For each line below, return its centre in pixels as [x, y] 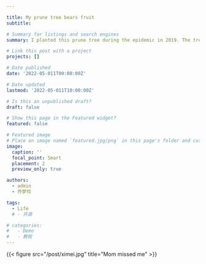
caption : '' [27, 152]
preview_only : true [37, 169]
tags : [13, 203]
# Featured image [29, 135]
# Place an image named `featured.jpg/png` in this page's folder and [98, 141]
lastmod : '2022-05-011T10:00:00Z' [51, 90]
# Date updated [26, 84]
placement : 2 [29, 163]
